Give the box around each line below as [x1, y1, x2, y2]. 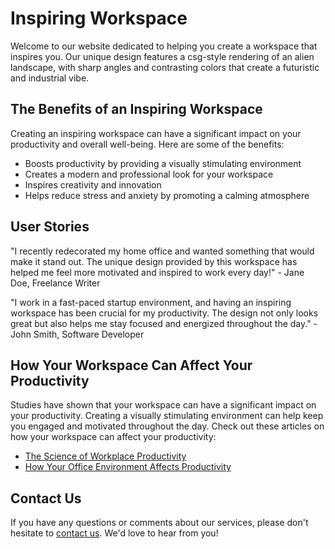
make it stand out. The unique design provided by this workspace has [10, 255, 298, 267]
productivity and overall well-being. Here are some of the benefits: [10, 138, 285, 150]
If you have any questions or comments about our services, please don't [10, 517, 309, 529]
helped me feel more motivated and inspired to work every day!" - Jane [10, 266, 305, 278]
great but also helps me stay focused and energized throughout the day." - [10, 317, 318, 329]
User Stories [10, 218, 90, 236]
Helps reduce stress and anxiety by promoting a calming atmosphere [24, 189, 310, 201]
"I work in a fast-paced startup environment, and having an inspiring [10, 296, 292, 308]
